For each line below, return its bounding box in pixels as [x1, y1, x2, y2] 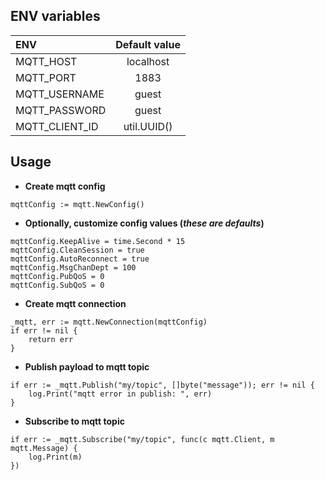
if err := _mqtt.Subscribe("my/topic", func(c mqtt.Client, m [10, 434, 275, 444]
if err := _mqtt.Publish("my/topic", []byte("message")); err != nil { [10, 380, 315, 390]
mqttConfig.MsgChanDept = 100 [10, 262, 137, 273]
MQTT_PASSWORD [15, 103, 107, 117]
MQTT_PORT [15, 70, 77, 84]
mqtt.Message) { [10, 443, 78, 453]
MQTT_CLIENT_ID [15, 119, 99, 133]
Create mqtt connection [24, 297, 127, 309]
